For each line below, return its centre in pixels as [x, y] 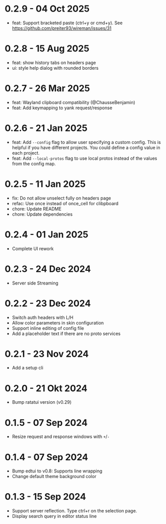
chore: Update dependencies [42, 214]
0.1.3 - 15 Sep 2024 [46, 497]
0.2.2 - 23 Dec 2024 [48, 303]
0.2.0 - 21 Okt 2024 [46, 388]
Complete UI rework [33, 249]
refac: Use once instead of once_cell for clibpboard [65, 203]
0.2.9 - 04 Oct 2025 [47, 9]
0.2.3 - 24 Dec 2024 [48, 269]
